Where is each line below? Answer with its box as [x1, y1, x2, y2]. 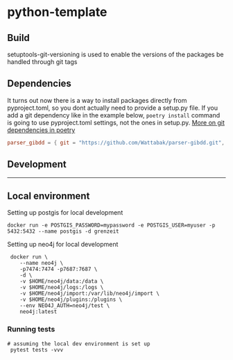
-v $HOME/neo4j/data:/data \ [19, 278, 104, 285]
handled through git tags [7, 58, 78, 66]
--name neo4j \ [19, 260, 64, 267]
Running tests [7, 325, 55, 334]
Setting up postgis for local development [7, 208, 123, 217]
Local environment [7, 190, 90, 202]
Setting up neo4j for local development [7, 240, 119, 249]
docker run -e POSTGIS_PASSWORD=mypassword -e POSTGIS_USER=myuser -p [7, 222, 216, 229]
